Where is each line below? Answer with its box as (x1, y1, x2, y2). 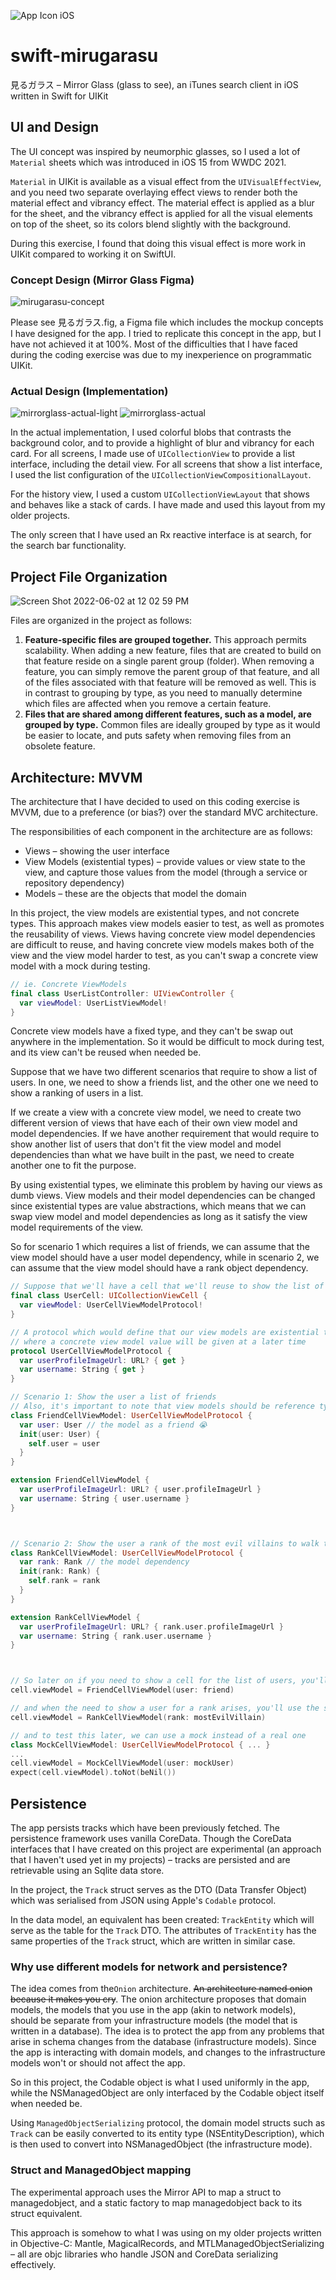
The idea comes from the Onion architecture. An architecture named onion (10, 1983, 313, 1995)
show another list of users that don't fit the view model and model (10, 1138, 282, 1150)
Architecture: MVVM (10, 769, 143, 786)
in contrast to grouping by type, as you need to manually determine (24, 687, 303, 699)
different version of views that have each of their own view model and (10, 1117, 298, 1129)
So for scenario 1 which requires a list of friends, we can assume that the (10, 1241, 310, 1253)
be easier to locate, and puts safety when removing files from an (24, 730, 292, 742)
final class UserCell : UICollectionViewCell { (10, 1291, 208, 1301)
